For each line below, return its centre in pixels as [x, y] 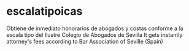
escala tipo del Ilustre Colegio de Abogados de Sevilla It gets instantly [94, 34]
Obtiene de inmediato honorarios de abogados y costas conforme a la [95, 28]
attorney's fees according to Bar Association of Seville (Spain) [85, 41]
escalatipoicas [44, 11]
